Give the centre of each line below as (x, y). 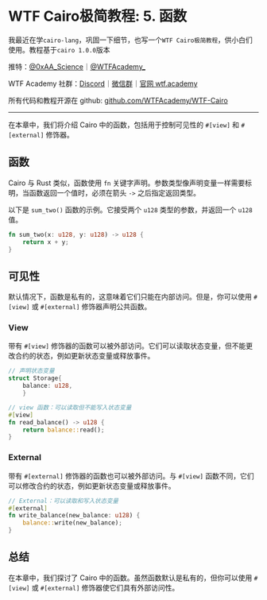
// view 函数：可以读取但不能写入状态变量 (70, 407)
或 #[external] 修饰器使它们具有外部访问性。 (105, 587)
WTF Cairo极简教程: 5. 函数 (98, 16)
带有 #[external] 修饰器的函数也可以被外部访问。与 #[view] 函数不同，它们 (131, 476)
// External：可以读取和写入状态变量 (64, 501)
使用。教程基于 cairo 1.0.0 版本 (59, 49)
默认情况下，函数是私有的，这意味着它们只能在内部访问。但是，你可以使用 (130, 297)
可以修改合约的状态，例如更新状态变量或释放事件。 (92, 486)
